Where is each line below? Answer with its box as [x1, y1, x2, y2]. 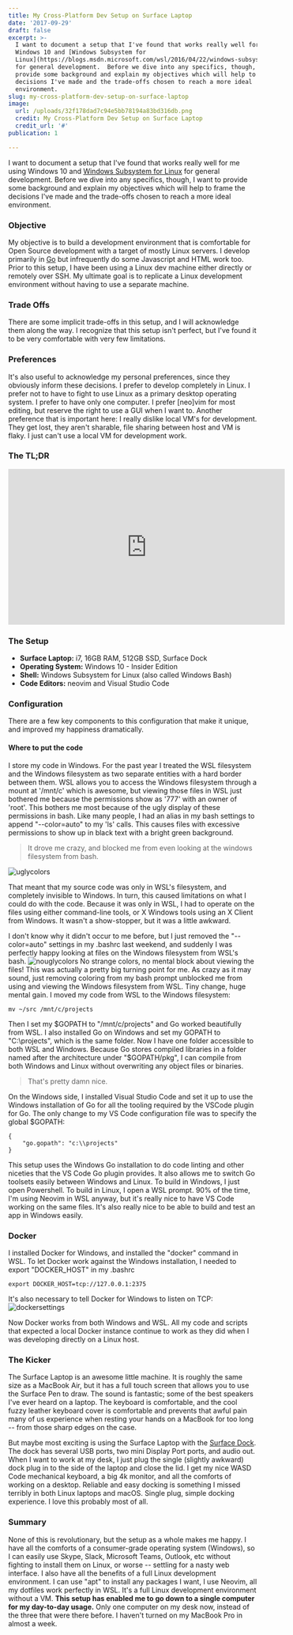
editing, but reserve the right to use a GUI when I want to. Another [8, 405, 223, 415]
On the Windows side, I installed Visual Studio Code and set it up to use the [8, 1092, 254, 1101]
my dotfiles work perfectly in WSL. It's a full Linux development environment [8, 1585, 257, 1595]
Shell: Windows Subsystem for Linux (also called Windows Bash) [19, 670, 232, 680]
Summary [8, 1516, 47, 1527]
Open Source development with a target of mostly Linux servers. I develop [8, 246, 250, 255]
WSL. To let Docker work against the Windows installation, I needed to [8, 1256, 237, 1266]
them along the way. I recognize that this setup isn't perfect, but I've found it [8, 326, 257, 335]
